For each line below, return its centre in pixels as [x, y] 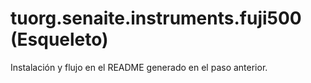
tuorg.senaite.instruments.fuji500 [156, 18]
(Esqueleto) [59, 39]
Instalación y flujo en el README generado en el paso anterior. [139, 67]
